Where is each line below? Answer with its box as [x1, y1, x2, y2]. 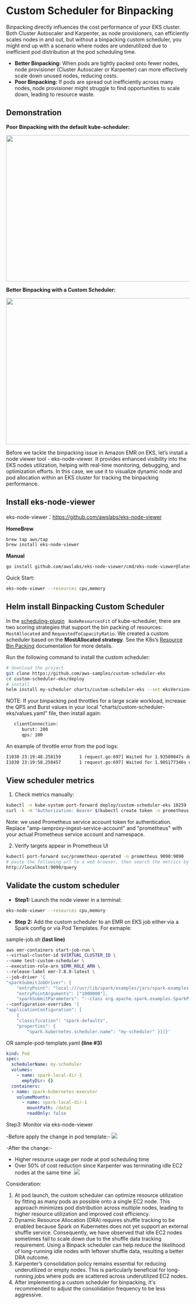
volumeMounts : [16, 1094, 51, 1100]
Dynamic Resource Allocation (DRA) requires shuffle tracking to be [14, 1217, 175, 1223]
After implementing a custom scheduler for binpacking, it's [14, 1279, 156, 1286]
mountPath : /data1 [27, 1105, 72, 1111]
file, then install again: [48, 710, 101, 717]
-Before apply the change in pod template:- [6, 1133, 111, 1140]
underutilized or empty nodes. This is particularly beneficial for [14, 1267, 166, 1273]
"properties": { [16, 1023, 57, 1029]
